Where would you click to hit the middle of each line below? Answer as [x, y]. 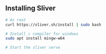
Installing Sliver [31, 8]
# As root [16, 20]
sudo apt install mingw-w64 [35, 38]
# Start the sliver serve [33, 47]
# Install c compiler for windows [42, 34]
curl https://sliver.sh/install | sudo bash [53, 25]
